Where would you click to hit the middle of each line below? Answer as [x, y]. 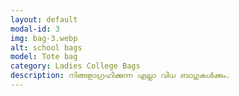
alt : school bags [46, 47]
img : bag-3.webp [44, 38]
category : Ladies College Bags [75, 66]
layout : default [44, 19]
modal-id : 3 [35, 29]
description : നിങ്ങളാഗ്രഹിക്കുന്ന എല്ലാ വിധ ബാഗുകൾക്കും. [120, 76]
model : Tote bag [44, 57]
